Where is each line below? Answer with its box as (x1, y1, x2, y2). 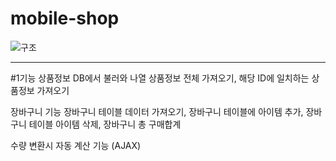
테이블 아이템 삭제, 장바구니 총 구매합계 (28, 118, 182, 130)
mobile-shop (10, 7, 120, 30)
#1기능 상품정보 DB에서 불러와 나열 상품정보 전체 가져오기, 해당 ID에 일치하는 (10, 72, 310, 84)
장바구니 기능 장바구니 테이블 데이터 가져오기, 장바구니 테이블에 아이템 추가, (10, 105, 304, 117)
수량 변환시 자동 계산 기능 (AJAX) (10, 139, 142, 151)
